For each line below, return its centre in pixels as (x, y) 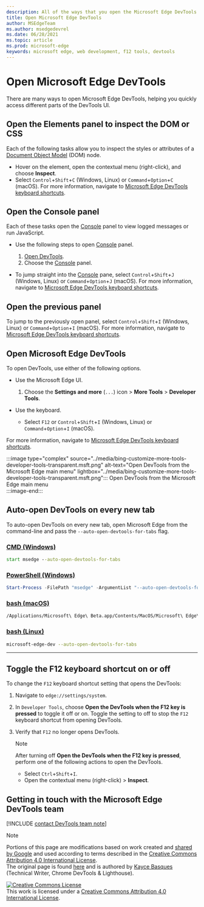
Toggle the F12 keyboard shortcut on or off (89, 669)
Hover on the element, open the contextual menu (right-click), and (98, 167)
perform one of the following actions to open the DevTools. (89, 762)
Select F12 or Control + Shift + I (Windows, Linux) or (88, 422)
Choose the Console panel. (58, 263)
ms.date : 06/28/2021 (32, 35)
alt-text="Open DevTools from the (147, 465)
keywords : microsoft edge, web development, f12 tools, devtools (90, 52)
